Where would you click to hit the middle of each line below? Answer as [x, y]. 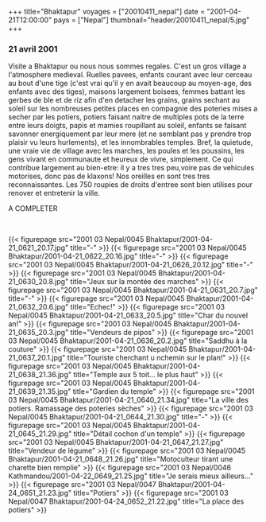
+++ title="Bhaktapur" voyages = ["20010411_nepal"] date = [106, 12]
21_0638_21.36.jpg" [40, 375]
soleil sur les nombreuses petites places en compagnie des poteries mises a [133, 109]
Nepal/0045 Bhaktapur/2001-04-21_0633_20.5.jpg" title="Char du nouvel [128, 316]
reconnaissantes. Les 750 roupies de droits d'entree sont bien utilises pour [130, 185]
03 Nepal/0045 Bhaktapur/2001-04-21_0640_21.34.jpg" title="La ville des [128, 400]
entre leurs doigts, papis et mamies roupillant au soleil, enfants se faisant [127, 126]
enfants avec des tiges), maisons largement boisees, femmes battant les [127, 92]
